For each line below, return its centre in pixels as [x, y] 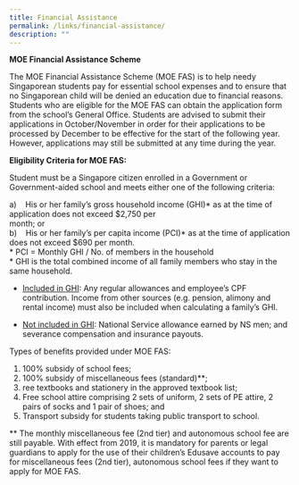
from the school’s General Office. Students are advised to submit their [137, 115]
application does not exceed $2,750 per [83, 214]
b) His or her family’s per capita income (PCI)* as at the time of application [150, 233]
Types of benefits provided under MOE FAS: [90, 351]
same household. [41, 271]
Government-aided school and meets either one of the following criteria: [142, 188]
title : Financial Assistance [63, 17]
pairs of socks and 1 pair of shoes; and [93, 406]
